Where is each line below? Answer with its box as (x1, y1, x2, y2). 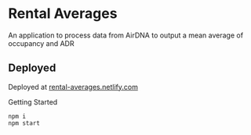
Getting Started (8, 97, 58, 106)
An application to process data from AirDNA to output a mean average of (8, 30, 244, 40)
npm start (8, 119, 41, 127)
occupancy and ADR (8, 38, 75, 48)
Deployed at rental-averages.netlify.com (8, 82, 139, 91)
